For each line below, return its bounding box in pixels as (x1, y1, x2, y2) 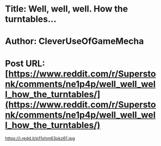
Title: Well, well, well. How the (5, 3, 128, 15)
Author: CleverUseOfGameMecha (5, 36, 144, 47)
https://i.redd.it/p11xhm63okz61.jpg (5, 135, 75, 141)
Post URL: (5, 58, 45, 69)
